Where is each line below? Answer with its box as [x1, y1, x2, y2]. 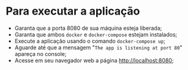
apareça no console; [14, 50, 67, 57]
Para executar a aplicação [6, 4, 140, 18]
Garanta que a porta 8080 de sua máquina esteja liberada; [14, 24, 162, 32]
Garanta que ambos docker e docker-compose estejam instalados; [14, 30, 178, 38]
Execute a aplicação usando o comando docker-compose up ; [14, 37, 166, 44]
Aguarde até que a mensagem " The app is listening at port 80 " [14, 44, 182, 51]
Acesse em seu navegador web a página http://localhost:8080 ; [14, 57, 174, 64]
